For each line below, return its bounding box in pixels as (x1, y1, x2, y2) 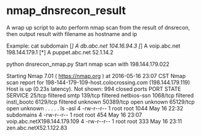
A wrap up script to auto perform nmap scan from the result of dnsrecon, (6, 24, 191, 31)
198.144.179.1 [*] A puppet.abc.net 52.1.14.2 (6, 48, 114, 55)
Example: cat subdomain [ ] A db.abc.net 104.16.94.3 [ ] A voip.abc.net (6, 42, 181, 49)
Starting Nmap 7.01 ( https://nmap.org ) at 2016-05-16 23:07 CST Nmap (6, 72, 186, 79)
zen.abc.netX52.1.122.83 (6, 124, 68, 131)
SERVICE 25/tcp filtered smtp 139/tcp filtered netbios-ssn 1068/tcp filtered (6, 91, 194, 99)
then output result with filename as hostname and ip (6, 30, 137, 37)
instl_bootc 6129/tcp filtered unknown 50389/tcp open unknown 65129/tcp (6, 98, 195, 106)
